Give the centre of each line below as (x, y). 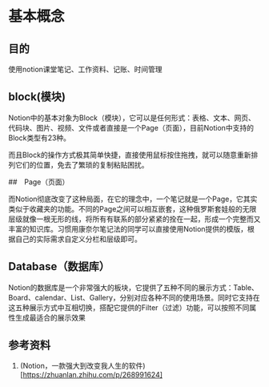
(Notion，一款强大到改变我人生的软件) (82, 366)
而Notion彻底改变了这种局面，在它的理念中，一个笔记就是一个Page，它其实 (133, 199)
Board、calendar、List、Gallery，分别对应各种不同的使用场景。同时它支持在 (134, 297)
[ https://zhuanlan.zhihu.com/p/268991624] (91, 375)
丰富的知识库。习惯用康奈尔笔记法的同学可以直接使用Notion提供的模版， (128, 228)
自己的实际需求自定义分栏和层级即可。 (78, 239)
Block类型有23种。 (39, 138)
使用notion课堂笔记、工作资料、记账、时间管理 (85, 69)
